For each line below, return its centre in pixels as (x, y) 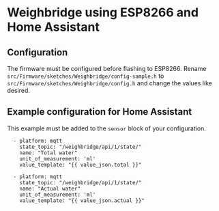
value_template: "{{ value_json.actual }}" (82, 200)
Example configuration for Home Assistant (100, 112)
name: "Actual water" (50, 188)
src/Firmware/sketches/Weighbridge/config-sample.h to (86, 76)
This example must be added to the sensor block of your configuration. (107, 128)
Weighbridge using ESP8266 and (103, 13)
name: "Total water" (48, 153)
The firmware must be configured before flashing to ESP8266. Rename (107, 69)
